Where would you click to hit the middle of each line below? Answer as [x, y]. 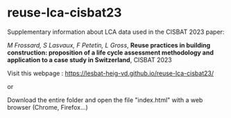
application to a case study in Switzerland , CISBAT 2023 [89, 59]
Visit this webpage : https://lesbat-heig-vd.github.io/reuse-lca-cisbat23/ [110, 73]
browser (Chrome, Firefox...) [48, 107]
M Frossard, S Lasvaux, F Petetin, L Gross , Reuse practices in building [109, 45]
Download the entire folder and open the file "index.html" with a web [105, 100]
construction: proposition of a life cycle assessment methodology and [110, 52]
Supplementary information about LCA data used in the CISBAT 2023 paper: [116, 32]
